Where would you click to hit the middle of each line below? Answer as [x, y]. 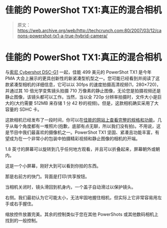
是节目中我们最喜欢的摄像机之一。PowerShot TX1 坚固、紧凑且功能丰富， [80, 132]
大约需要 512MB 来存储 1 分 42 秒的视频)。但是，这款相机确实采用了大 [87, 103]
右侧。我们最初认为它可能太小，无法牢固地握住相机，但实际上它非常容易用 [81, 197]
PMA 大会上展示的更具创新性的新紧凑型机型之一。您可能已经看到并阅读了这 [83, 78]
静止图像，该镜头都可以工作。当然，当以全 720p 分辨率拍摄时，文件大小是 [81, 97]
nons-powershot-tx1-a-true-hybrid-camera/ [62, 36]
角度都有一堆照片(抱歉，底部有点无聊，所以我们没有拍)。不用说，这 [91, 126]
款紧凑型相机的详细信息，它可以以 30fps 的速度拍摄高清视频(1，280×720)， [83, 84]
